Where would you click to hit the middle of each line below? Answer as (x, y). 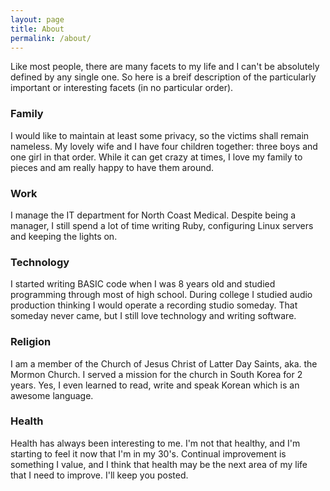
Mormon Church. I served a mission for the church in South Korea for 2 (156, 374)
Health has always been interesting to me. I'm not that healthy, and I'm (155, 443)
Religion (31, 342)
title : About (37, 29)
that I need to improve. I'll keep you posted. (99, 475)
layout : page (37, 19)
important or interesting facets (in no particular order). (122, 88)
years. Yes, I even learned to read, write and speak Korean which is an (155, 385)
